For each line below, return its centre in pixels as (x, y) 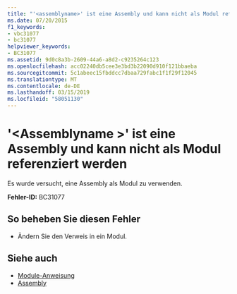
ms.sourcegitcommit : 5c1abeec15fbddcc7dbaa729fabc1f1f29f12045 (102, 73)
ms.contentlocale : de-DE (44, 86)
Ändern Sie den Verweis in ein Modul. (72, 236)
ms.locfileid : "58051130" (45, 99)
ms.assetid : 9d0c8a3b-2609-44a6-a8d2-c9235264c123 (83, 60)
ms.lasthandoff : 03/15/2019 (49, 92)
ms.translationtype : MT (42, 79)
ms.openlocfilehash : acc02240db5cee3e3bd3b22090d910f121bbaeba (102, 66)
